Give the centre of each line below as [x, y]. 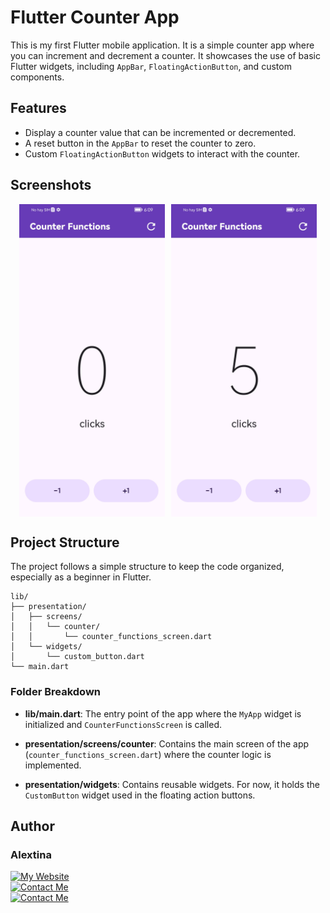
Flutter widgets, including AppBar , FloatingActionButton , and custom [151, 66]
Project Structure [65, 542]
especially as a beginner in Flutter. [81, 577]
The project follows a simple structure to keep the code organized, [147, 567]
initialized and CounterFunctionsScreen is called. [123, 724]
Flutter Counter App [95, 17]
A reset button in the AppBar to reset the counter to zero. [140, 143]
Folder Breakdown [56, 692]
